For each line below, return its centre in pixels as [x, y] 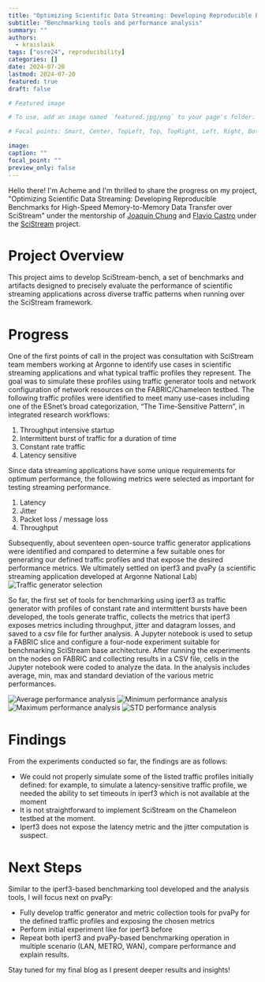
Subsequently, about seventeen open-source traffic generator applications [129, 543]
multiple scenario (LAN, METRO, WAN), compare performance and [128, 947]
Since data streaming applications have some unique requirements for [122, 471]
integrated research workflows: [59, 415]
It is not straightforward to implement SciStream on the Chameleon [128, 810]
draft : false [30, 89]
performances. [32, 684]
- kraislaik [35, 45]
